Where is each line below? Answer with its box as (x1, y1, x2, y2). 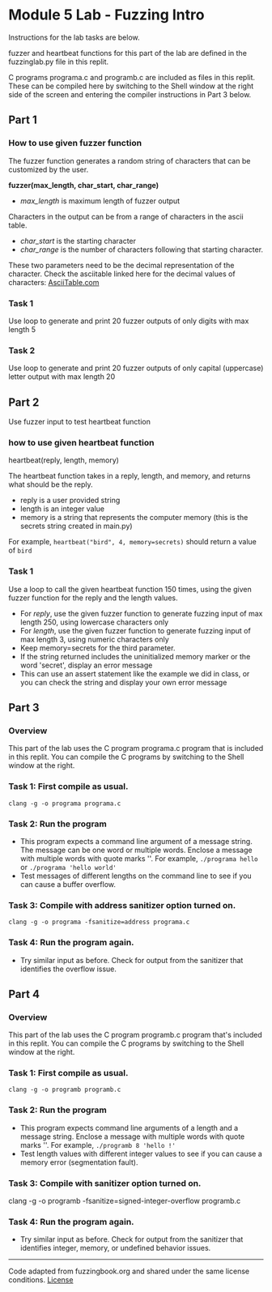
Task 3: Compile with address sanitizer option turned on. (8, 899, 236, 910)
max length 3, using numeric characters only (19, 634, 170, 644)
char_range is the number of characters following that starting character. (19, 245, 264, 254)
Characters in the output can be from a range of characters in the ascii (8, 211, 244, 221)
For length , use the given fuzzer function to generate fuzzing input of (19, 625, 251, 635)
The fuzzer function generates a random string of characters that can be (8, 156, 251, 165)
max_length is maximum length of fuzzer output (19, 196, 181, 206)
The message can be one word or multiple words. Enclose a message (19, 845, 253, 855)
